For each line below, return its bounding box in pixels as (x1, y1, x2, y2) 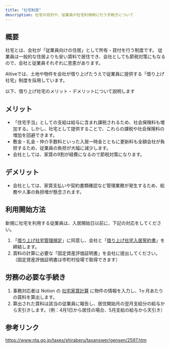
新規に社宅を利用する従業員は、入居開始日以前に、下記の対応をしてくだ (5, 220, 157, 226)
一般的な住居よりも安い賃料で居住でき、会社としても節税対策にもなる (18, 53, 166, 60)
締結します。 (12, 243, 40, 249)
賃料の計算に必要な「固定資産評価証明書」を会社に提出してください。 (12, 250, 160, 256)
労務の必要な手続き (5, 273, 66, 282)
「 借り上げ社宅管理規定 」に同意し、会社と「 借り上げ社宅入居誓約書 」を (12, 237, 165, 243)
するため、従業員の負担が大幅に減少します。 (17, 145, 111, 151)
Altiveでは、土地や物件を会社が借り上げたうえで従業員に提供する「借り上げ (5, 71, 165, 77)
